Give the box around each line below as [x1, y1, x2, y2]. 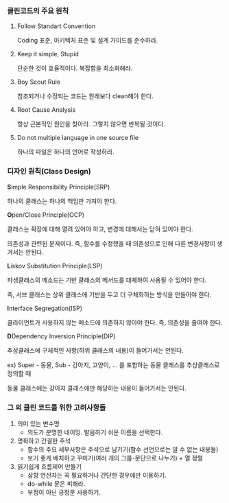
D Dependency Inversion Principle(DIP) [7, 331, 116, 340]
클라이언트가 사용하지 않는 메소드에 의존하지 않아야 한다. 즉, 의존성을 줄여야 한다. [7, 318, 223, 327]
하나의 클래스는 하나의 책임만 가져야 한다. [7, 197, 117, 205]
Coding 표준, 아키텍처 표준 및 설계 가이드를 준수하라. [16, 36, 158, 45]
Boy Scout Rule [16, 78, 60, 86]
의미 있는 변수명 [16, 419, 60, 428]
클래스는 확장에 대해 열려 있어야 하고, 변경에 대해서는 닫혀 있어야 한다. [7, 224, 193, 233]
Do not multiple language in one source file [16, 134, 139, 142]
